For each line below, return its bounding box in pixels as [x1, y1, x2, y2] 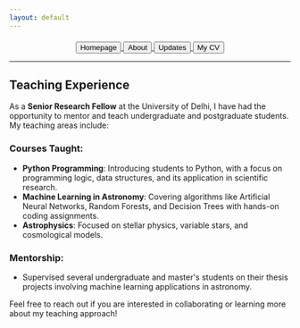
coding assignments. [21, 210, 100, 221]
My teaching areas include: [9, 120, 110, 130]
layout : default [9, 13, 70, 22]
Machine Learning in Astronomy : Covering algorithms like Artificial [21, 191, 271, 202]
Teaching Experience [9, 78, 130, 93]
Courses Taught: [9, 142, 84, 155]
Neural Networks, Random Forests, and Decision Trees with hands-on [21, 200, 279, 211]
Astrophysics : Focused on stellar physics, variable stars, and [21, 220, 248, 231]
